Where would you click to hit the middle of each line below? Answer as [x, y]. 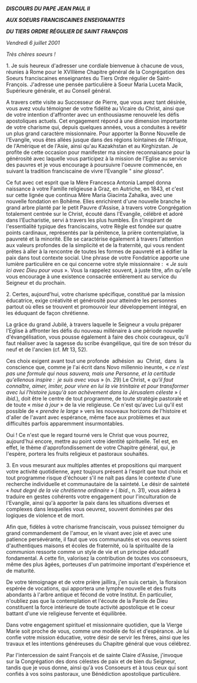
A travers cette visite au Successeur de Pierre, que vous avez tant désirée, [96, 102]
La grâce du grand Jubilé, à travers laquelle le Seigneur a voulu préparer [94, 324]
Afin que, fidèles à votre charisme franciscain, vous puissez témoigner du [95, 527]
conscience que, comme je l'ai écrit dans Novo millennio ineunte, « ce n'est [98, 367]
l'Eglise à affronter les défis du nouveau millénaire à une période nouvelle [95, 331]
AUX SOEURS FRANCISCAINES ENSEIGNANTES [66, 20]
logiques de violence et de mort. [45, 515]
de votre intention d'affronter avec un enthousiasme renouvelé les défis [93, 115]
